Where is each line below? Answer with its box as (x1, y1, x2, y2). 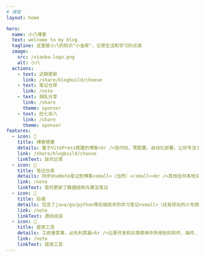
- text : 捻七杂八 (17, 110, 58, 117)
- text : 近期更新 (17, 71, 58, 77)
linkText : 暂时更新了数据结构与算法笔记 (17, 184, 109, 191)
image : (12, 48, 29, 55)
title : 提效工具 (17, 224, 55, 231)
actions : (12, 65, 34, 71)
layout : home (6, 15, 40, 21)
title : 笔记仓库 (17, 167, 55, 174)
